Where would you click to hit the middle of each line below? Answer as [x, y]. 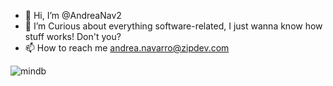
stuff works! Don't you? [73, 36]
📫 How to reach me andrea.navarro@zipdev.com [127, 48]
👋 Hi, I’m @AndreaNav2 [73, 15]
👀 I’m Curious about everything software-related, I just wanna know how [173, 26]
